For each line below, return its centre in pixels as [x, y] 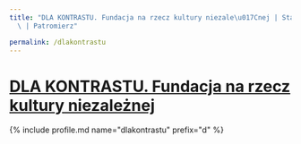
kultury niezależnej [82, 105]
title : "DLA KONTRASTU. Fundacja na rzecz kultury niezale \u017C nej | [144, 17]
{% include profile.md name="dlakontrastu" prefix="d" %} [116, 130]
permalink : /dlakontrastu [57, 42]
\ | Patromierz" [47, 26]
